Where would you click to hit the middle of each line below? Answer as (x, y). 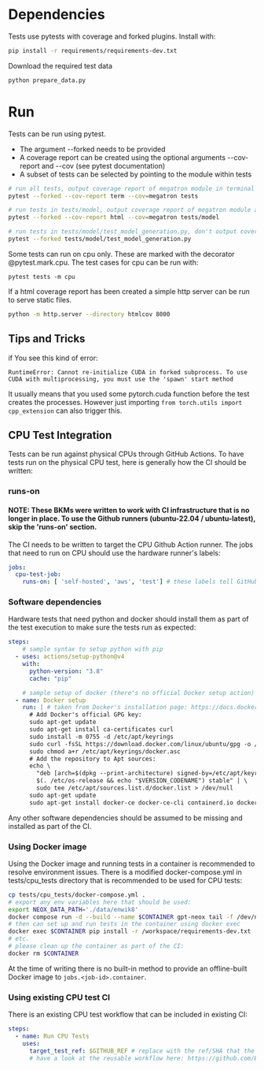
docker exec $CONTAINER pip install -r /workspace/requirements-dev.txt (130, 931)
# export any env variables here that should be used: (100, 902)
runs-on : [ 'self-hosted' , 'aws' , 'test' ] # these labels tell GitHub (140, 582)
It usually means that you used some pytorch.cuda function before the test (129, 394)
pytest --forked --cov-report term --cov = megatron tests (103, 196)
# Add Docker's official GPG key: (86, 715)
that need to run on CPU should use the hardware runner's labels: (115, 552)
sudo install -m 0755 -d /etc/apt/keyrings (101, 737)
